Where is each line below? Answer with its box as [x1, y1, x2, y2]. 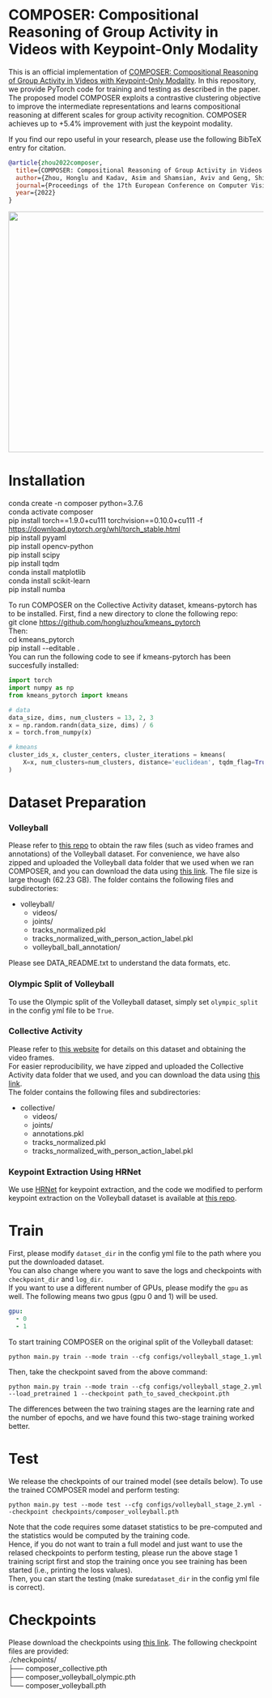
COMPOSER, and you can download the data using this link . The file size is [8, 866, 258, 877]
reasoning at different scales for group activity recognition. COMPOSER [8, 109, 247, 119]
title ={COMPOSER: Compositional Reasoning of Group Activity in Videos [15, 166, 263, 174]
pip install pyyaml [8, 533, 67, 542]
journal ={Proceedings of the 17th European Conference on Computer [15, 181, 249, 190]
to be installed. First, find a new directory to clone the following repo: [8, 609, 239, 619]
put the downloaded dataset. [8, 1257, 104, 1267]
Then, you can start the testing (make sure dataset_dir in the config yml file [8, 1573, 260, 1583]
